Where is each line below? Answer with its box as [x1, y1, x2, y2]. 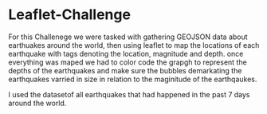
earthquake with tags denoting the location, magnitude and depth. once [8, 49, 244, 58]
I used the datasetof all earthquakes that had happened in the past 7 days [8, 89, 250, 99]
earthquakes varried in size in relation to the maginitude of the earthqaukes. [8, 74, 257, 84]
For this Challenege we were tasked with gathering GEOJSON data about [8, 32, 249, 41]
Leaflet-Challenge [8, 6, 132, 24]
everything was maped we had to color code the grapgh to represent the [8, 57, 247, 67]
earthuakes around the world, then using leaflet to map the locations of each [8, 40, 260, 49]
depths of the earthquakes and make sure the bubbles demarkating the [8, 65, 242, 75]
